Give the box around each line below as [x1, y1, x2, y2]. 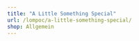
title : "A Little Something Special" [7, 10, 117, 17]
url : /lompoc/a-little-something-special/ [7, 17, 132, 24]
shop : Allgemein [7, 23, 54, 30]
